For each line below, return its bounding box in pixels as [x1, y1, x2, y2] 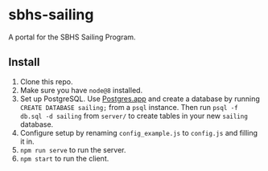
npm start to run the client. [19, 153, 109, 163]
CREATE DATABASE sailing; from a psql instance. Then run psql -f [19, 102, 239, 112]
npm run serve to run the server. [19, 145, 126, 154]
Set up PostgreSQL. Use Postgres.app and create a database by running [19, 94, 260, 104]
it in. [19, 136, 35, 146]
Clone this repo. [19, 76, 73, 86]
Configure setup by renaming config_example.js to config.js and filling [19, 128, 258, 137]
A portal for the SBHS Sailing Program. [8, 32, 136, 42]
